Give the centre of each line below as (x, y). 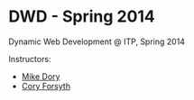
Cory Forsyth (46, 86)
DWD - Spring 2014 (82, 17)
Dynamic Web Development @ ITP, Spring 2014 (97, 41)
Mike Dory (41, 76)
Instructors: (30, 59)
